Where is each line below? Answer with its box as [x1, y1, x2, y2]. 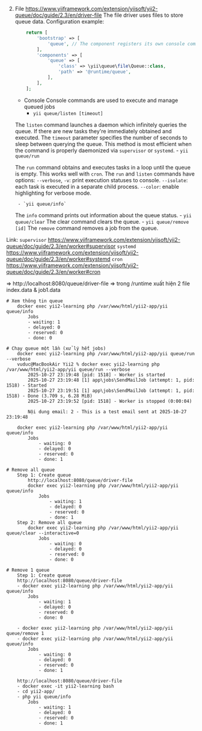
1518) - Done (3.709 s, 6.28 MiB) [6, 393, 93, 399]
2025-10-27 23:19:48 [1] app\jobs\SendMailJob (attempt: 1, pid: [28, 377, 195, 383]
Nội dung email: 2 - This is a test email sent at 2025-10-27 [28, 408, 187, 415]
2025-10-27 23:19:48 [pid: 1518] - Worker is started [28, 372, 165, 378]
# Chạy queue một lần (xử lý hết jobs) [6, 345, 106, 352]
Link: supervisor [6, 236, 47, 243]
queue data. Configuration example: [14, 18, 104, 25]
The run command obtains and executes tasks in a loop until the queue [14, 163, 191, 171]
